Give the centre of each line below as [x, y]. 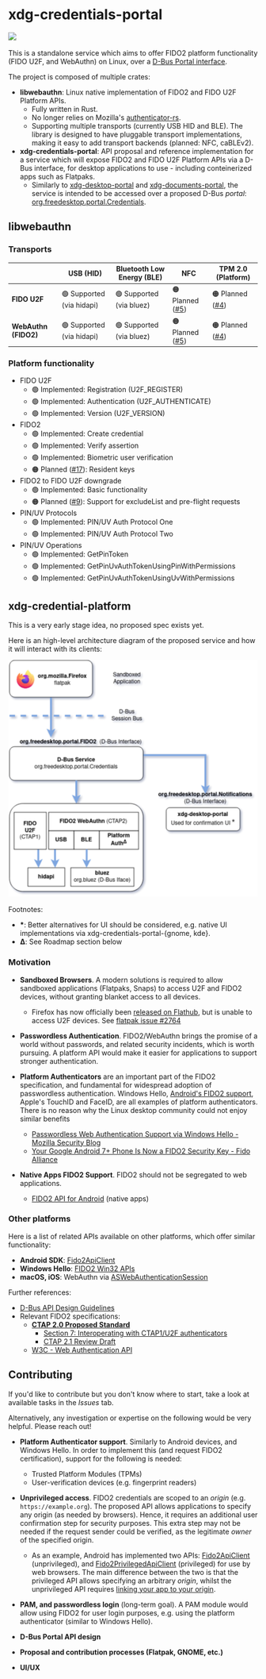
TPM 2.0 [233, 269]
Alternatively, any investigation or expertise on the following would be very [130, 1418]
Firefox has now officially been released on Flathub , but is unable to [142, 1012]
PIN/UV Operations [51, 545]
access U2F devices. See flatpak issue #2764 [106, 1020]
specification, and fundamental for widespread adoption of [116, 1084]
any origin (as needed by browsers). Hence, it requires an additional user [139, 1515]
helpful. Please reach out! [50, 1426]
